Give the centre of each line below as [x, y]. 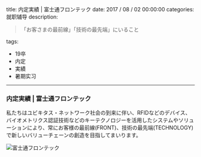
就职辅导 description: [32, 17]
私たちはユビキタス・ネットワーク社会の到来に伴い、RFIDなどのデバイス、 [98, 113]
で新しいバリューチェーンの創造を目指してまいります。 [74, 135]
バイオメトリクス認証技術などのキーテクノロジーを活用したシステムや [92, 120]
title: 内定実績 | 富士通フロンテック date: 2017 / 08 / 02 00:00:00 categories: [100, 9]
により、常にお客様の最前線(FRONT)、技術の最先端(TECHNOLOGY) [110, 128]
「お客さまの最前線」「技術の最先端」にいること [80, 30]
